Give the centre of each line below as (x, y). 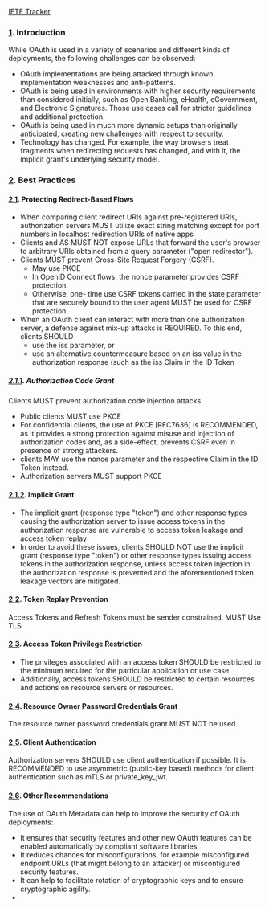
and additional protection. (62, 117)
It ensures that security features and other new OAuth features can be (136, 837)
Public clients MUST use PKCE (71, 416)
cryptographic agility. (55, 889)
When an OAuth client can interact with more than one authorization (132, 320)
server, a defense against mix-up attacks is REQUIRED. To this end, (131, 328)
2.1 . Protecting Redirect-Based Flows (71, 199)
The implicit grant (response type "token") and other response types (133, 513)
